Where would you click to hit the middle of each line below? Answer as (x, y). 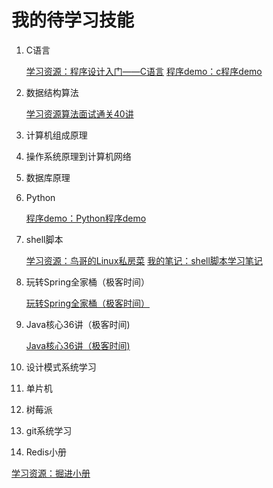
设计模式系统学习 (61, 367)
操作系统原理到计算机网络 (78, 156)
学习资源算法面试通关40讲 (79, 113)
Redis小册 (46, 452)
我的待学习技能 (73, 20)
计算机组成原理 (56, 135)
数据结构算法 (52, 92)
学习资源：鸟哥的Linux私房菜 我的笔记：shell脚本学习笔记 (144, 260)
